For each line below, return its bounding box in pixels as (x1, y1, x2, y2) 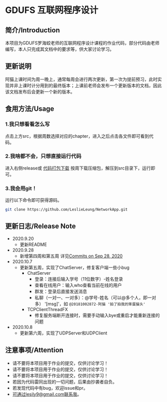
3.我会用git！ (5, 185, 37, 192)
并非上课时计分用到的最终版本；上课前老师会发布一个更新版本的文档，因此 (9, 82, 162, 88)
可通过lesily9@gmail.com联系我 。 (12, 391, 82, 397)
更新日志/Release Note (5, 222, 76, 231)
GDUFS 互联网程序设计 (5, 4, 98, 16)
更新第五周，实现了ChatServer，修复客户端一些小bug (19, 264, 130, 270)
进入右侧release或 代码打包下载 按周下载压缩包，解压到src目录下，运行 (5, 165, 151, 171)
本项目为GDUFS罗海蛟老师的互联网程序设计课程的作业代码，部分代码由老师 (5, 40, 160, 46)
